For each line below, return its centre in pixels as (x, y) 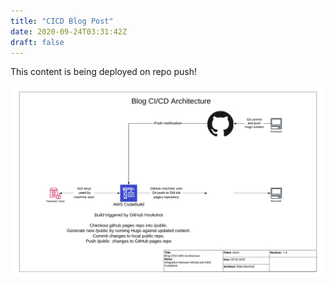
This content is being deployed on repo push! (104, 72)
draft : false (37, 42)
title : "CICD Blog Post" (62, 21)
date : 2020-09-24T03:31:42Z (69, 31)
